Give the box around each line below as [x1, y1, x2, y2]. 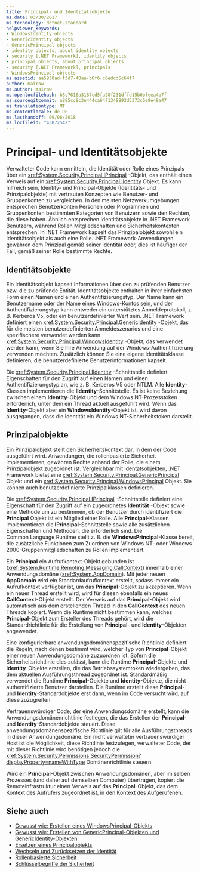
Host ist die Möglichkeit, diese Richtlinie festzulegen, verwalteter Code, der [6, 739, 191, 746]
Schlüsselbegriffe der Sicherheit [14, 860, 94, 867]
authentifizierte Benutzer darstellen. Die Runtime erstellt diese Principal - [6, 683, 185, 690]
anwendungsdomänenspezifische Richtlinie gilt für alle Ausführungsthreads [6, 726, 193, 734]
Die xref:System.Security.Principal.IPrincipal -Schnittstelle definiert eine [6, 495, 183, 502]
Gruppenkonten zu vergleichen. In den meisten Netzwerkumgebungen [6, 197, 180, 204]
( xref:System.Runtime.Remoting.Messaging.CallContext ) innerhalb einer [6, 564, 183, 571]
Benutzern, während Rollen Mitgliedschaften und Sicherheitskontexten [6, 222, 180, 230]
